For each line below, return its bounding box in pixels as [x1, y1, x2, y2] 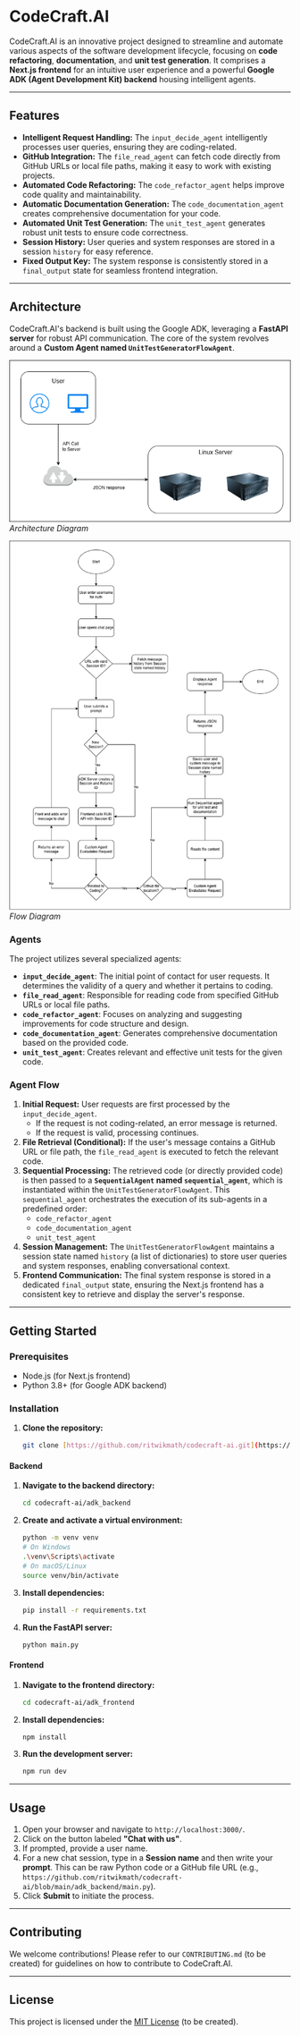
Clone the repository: [21, 1422, 104, 1433]
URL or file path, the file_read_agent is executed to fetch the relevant [21, 1147, 279, 1158]
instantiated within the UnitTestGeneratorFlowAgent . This [21, 1184, 230, 1195]
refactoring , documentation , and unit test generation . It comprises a [9, 55, 266, 65]
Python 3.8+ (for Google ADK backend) [21, 1380, 168, 1391]
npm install [21, 1733, 67, 1742]
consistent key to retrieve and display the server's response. [21, 1289, 246, 1300]
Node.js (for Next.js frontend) [21, 1370, 131, 1381]
